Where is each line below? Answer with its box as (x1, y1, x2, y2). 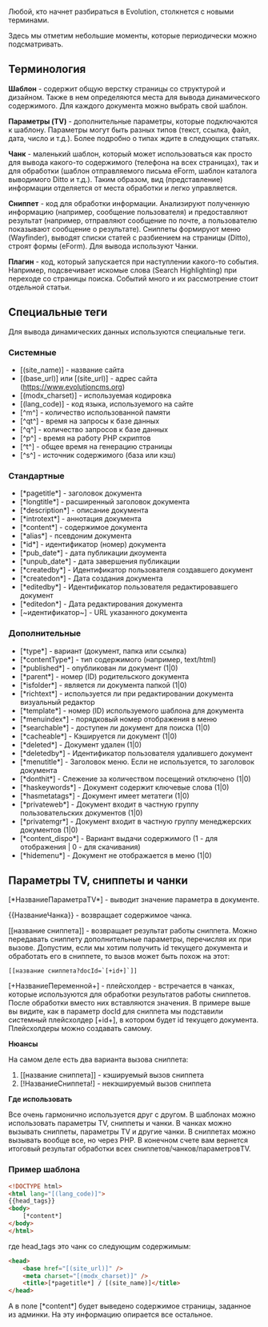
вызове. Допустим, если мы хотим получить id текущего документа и (8, 943, 248, 953)
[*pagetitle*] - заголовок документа (19, 488, 142, 498)
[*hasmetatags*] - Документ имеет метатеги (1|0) (19, 791, 190, 800)
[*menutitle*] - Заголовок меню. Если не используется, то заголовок (19, 757, 254, 767)
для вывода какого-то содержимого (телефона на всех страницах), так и (8, 157, 259, 167)
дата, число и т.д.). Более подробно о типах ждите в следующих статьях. (8, 133, 260, 143)
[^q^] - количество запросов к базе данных (19, 424, 169, 434)
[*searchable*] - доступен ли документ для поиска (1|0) (19, 722, 210, 732)
